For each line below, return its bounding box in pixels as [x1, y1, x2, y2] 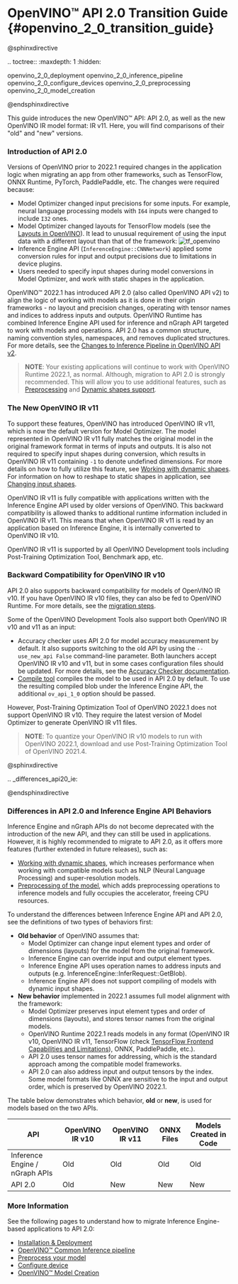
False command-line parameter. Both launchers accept [55, 652, 217, 660]
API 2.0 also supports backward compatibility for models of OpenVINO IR [7, 586, 221, 595]
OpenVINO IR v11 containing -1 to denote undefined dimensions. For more [7, 457, 222, 465]
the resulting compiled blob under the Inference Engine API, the [17, 681, 203, 690]
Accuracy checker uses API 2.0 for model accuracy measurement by [17, 636, 219, 644]
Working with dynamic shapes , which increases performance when [17, 858, 215, 868]
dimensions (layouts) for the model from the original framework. [28, 946, 215, 955]
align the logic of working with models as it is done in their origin [7, 296, 196, 305]
